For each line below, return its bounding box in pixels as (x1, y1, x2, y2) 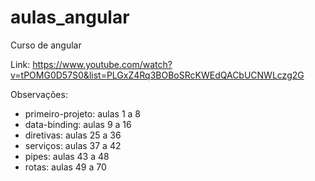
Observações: (10, 88, 68, 100)
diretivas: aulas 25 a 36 (24, 129, 122, 141)
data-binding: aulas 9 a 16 (24, 118, 132, 130)
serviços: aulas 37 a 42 (24, 139, 122, 151)
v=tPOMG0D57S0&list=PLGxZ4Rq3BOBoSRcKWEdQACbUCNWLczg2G (10, 69, 305, 81)
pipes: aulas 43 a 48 (24, 150, 110, 162)
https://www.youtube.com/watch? (32, 58, 173, 70)
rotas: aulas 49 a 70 (24, 161, 107, 173)
